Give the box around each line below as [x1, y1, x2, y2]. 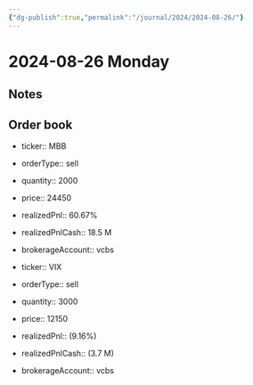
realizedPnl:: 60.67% [20, 210, 98, 221]
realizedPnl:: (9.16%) [20, 331, 97, 341]
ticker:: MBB [20, 141, 67, 152]
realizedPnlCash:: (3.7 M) [20, 348, 115, 359]
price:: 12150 [20, 314, 69, 324]
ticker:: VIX [20, 262, 62, 273]
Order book [8, 117, 73, 132]
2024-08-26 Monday [8, 51, 170, 71]
